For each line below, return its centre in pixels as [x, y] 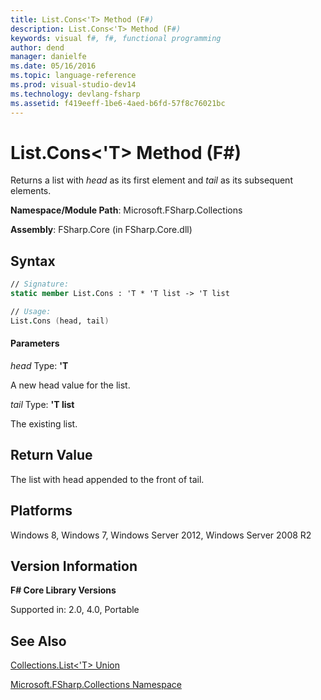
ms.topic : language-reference [73, 76]
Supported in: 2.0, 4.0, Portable [75, 610]
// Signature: [40, 284]
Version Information [74, 566]
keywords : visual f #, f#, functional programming [116, 38]
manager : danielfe [48, 57]
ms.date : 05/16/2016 [53, 66]
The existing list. [44, 423]
